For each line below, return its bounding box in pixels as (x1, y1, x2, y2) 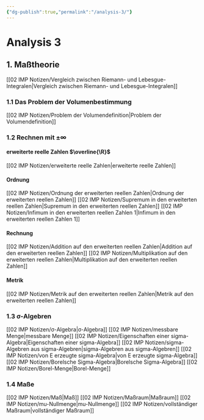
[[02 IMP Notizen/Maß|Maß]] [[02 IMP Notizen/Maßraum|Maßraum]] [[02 (6, 394, 191, 401)
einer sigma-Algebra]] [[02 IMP (65, 339, 144, 346)
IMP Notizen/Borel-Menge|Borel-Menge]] (6, 364, 111, 372)
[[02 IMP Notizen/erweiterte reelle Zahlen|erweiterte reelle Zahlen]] (6, 162, 176, 169)
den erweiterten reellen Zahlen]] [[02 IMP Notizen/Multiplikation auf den (6, 249, 188, 257)
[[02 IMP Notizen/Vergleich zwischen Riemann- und (6, 76, 137, 83)
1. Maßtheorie (6, 59, 60, 70)
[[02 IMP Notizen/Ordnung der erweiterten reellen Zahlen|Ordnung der (6, 190, 184, 197)
